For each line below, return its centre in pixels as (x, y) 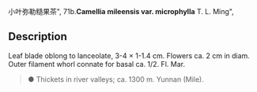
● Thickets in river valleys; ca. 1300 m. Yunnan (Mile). (115, 79)
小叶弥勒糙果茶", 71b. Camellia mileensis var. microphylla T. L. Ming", (121, 11)
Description (38, 37)
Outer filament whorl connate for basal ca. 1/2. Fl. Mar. (97, 64)
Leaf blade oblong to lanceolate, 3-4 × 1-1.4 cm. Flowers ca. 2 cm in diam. (129, 55)
